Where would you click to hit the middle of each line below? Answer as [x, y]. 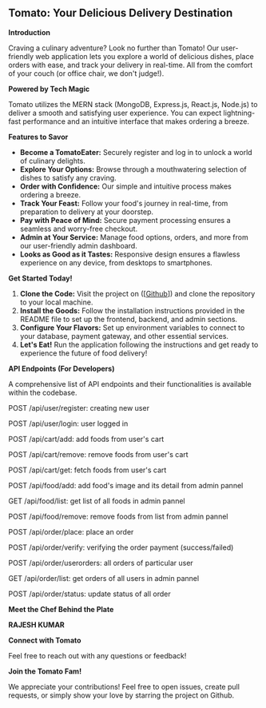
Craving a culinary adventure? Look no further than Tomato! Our [114, 48]
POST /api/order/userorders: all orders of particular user [101, 563]
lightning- [239, 113]
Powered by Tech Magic [49, 89]
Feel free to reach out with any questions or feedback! [97, 655]
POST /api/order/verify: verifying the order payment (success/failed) [121, 547]
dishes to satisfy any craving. [68, 177]
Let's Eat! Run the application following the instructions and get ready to [139, 344]
